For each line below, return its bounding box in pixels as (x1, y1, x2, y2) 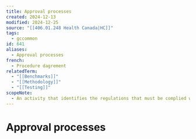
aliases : (6, 47, 27, 53)
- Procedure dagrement (11, 62, 66, 69)
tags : (6, 30, 19, 36)
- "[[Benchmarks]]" (11, 74, 59, 79)
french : (6, 57, 25, 63)
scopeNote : (6, 90, 33, 96)
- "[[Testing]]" (11, 85, 51, 91)
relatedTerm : (6, 68, 38, 74)
